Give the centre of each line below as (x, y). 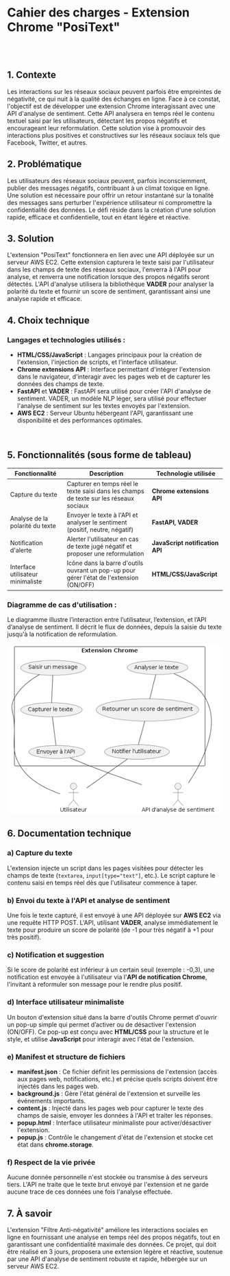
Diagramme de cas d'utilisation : (62, 605)
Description (106, 474)
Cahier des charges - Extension (99, 13)
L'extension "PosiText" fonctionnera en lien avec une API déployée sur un (111, 255)
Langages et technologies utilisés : (66, 339)
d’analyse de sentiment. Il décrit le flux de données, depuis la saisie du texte (115, 627)
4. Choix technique (49, 320)
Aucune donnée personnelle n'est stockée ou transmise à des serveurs (107, 1177)
